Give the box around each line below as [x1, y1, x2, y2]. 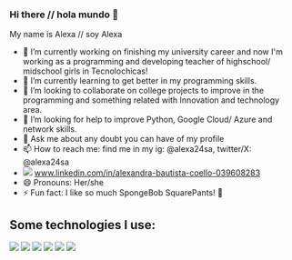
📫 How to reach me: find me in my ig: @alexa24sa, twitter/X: [22, 144, 252, 155]
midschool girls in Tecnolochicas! [22, 65, 148, 76]
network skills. [22, 124, 77, 135]
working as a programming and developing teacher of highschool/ [22, 56, 271, 67]
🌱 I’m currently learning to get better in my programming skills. [22, 75, 257, 86]
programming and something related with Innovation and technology [22, 95, 280, 105]
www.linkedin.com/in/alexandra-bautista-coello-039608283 [34, 167, 261, 178]
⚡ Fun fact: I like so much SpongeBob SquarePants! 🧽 [22, 187, 223, 198]
